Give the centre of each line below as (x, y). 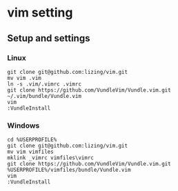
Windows (23, 125)
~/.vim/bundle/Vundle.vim (44, 96)
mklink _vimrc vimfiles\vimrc (51, 158)
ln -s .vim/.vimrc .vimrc (44, 84)
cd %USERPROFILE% (32, 140)
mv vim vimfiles (30, 152)
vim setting (40, 13)
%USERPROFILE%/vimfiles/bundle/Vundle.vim (69, 170)
